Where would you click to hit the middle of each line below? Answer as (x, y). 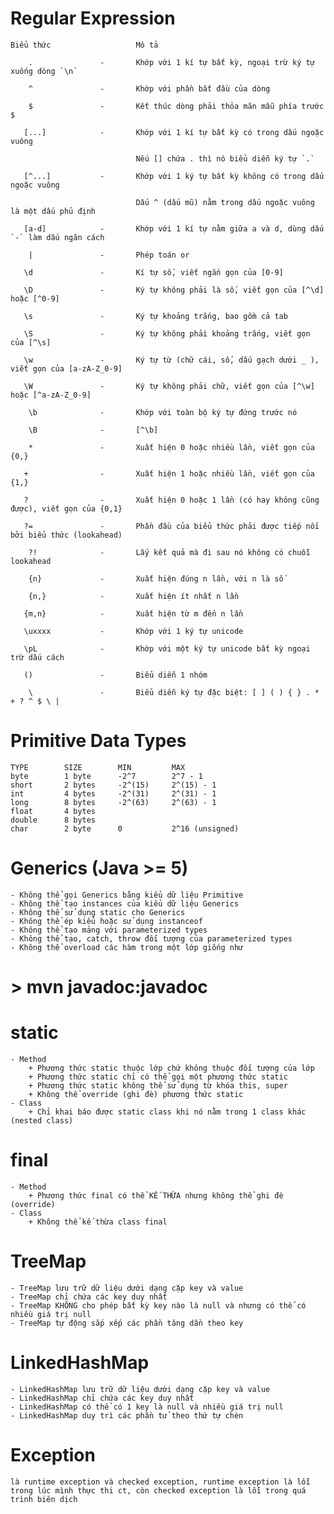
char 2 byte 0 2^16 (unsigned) (125, 828)
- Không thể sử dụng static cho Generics (98, 912)
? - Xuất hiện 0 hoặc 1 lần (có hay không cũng (171, 500)
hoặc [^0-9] (35, 298)
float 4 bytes (53, 811)
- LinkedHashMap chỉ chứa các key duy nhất (102, 1398)
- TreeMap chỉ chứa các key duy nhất (89, 1297)
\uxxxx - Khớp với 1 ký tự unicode (133, 631)
